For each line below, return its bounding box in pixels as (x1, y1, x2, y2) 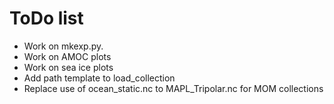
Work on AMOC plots (23, 50, 112, 62)
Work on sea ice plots (23, 61, 114, 73)
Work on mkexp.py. (23, 40, 104, 52)
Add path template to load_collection (23, 72, 176, 84)
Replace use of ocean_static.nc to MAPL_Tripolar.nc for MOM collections (23, 82, 324, 94)
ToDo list (9, 7, 84, 30)
